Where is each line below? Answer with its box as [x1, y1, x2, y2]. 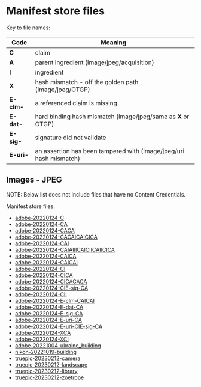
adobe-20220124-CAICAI [14, 258, 78, 266]
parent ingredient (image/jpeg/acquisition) [35, 58, 154, 67]
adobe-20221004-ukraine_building [14, 341, 101, 349]
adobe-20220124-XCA [14, 329, 71, 336]
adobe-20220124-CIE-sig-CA [14, 284, 89, 291]
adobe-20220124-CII [14, 290, 67, 298]
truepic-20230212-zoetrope [14, 374, 84, 381]
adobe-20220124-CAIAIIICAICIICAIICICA [14, 246, 115, 253]
